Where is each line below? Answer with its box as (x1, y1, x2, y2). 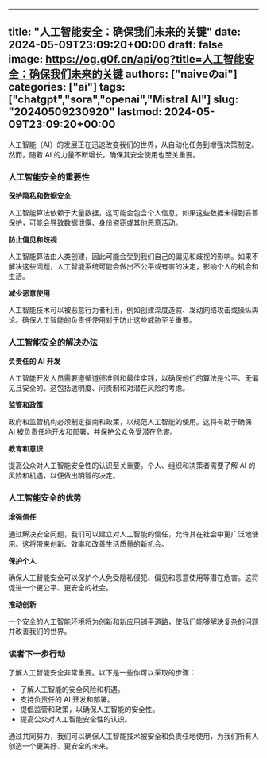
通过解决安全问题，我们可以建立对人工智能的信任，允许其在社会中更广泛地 (8, 529, 252, 539)
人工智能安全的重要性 (8, 172, 90, 183)
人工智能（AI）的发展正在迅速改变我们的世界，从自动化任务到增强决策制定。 (8, 140, 259, 149)
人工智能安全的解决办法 (8, 337, 98, 348)
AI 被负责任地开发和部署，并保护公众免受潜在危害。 (8, 427, 177, 437)
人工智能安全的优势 (8, 493, 82, 504)
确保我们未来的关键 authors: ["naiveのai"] (29, 68, 238, 81)
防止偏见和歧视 (8, 235, 57, 245)
